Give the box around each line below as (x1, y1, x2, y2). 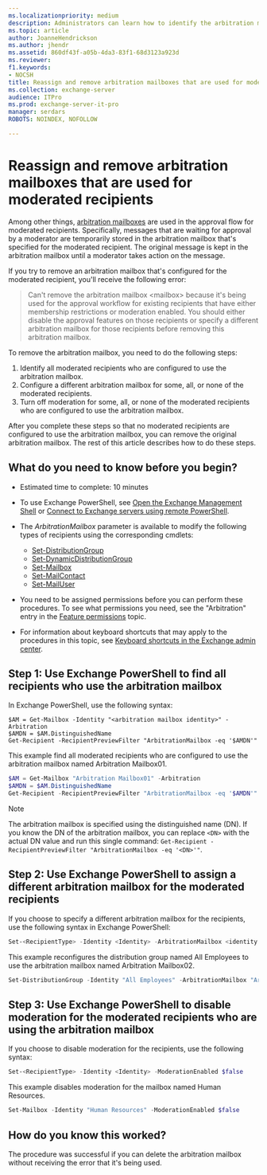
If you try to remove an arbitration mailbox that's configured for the (8, 266, 227, 276)
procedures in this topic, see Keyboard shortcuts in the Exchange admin (19, 635, 256, 645)
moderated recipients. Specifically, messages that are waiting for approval (8, 225, 252, 235)
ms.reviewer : (8, 57, 52, 65)
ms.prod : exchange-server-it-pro (8, 100, 119, 108)
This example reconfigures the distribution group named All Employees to (8, 952, 249, 962)
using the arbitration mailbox (8, 1023, 155, 1036)
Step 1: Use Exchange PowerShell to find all (8, 667, 226, 681)
